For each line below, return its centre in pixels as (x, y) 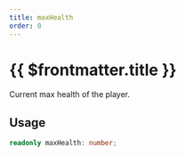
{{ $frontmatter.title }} (93, 70)
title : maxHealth (41, 17)
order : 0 (25, 26)
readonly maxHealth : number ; (63, 144)
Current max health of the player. (70, 94)
